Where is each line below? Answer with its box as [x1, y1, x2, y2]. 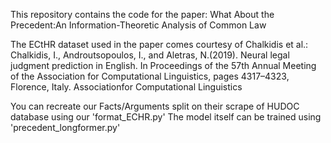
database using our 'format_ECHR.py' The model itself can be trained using [10, 111, 322, 123]
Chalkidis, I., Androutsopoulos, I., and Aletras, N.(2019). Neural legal [10, 49, 290, 61]
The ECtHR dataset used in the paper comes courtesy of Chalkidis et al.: [10, 39, 309, 50]
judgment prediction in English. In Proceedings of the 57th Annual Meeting [10, 60, 317, 71]
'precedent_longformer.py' [10, 122, 121, 133]
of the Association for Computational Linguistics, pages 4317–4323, [10, 70, 290, 82]
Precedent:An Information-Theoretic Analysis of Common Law [10, 19, 267, 31]
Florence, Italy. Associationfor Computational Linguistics [10, 81, 243, 93]
